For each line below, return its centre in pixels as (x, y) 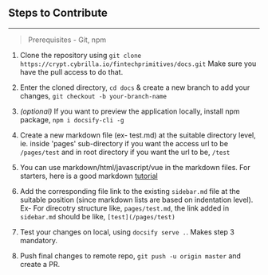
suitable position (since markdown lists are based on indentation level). (136, 199)
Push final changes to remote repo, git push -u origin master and (130, 256)
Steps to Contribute (58, 13)
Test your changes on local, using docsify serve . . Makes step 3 (127, 232)
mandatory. (39, 240)
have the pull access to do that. (71, 72)
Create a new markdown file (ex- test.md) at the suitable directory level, (138, 135)
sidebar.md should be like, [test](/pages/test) (97, 216)
